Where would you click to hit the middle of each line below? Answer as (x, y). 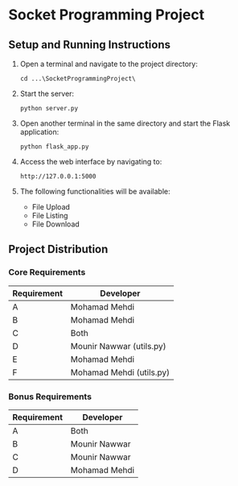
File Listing (50, 216)
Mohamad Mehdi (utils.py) (120, 372)
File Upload (51, 207)
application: (39, 132)
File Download (56, 224)
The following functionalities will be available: (95, 191)
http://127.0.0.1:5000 (58, 177)
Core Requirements (47, 272)
